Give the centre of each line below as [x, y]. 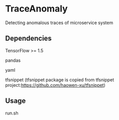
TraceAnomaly [36, 9]
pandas [13, 60]
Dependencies [28, 38]
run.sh [12, 113]
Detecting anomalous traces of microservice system [59, 23]
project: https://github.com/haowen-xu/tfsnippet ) [55, 85]
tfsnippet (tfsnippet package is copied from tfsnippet [60, 80]
